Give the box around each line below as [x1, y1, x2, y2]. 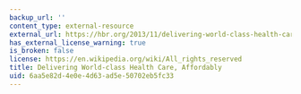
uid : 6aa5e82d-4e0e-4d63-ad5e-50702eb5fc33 [9, 72, 175, 81]
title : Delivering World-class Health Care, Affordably [9, 64, 222, 73]
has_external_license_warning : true [9, 38, 146, 47]
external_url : [9, 30, 63, 38]
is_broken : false [9, 47, 74, 56]
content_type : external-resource [9, 21, 134, 30]
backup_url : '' [9, 13, 66, 22]
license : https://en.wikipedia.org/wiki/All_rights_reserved [9, 55, 243, 64]
